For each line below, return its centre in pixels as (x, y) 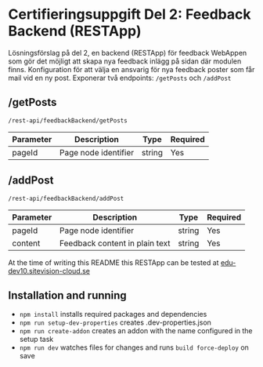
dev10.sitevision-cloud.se (49, 271)
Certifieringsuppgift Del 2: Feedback (130, 15)
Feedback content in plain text (115, 243)
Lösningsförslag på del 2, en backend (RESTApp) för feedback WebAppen (128, 53)
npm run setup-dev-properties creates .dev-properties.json (115, 322)
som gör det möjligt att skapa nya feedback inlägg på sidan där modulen (125, 61)
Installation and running (67, 295)
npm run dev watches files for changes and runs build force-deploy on (134, 347)
